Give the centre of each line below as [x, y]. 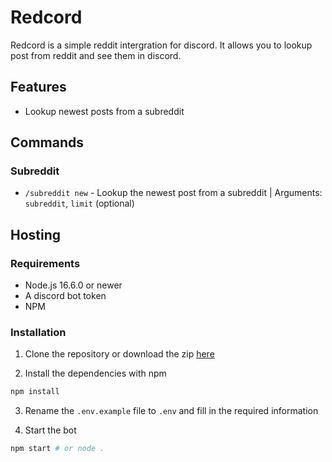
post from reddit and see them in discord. [96, 55]
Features [38, 87]
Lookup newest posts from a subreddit [104, 111]
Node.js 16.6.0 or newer [73, 285]
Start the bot [50, 430]
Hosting [36, 234]
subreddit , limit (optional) [79, 203]
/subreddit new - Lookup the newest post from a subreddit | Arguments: [173, 193]
